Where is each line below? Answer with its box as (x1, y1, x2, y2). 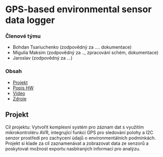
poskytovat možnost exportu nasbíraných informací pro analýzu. (5, 145, 141, 151)
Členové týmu (5, 33, 41, 40)
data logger (5, 14, 55, 26)
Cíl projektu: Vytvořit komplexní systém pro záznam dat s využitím (5, 124, 144, 130)
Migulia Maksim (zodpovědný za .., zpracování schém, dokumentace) (12, 49, 159, 56)
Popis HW (12, 85, 34, 91)
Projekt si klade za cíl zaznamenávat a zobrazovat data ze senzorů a (5, 140, 149, 146)
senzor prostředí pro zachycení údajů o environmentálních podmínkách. (5, 135, 156, 141)
